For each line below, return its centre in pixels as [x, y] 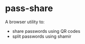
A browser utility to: [25, 22]
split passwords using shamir [42, 36]
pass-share [29, 8]
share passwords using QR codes [46, 31]
